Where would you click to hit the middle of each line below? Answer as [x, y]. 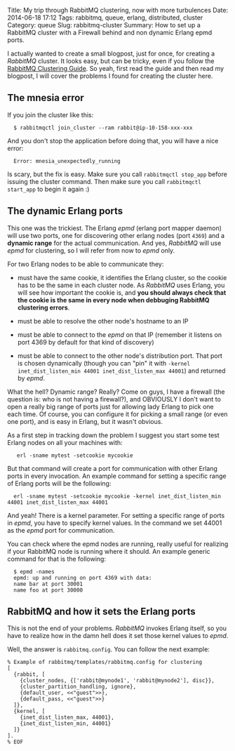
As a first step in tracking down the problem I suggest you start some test [113, 435]
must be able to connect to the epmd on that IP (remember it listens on [120, 334]
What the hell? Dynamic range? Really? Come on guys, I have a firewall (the [116, 392]
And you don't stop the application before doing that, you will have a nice [113, 140]
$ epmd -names [34, 571]
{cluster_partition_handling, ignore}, [78, 687]
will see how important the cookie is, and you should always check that [122, 292]
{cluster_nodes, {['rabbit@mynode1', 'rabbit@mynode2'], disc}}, [117, 681]
